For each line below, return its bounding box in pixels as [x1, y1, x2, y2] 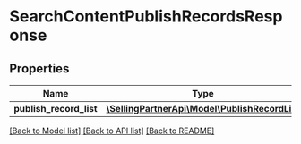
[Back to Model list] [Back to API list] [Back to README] [9, 125, 215, 136]
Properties [9, 61, 70, 76]
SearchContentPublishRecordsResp [9, 6, 283, 27]
